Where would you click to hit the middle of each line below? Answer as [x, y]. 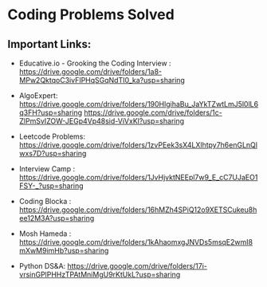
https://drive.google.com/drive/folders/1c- [153, 112]
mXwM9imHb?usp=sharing [64, 250]
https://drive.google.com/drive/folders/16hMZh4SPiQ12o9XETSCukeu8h [138, 210]
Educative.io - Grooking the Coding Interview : [95, 63]
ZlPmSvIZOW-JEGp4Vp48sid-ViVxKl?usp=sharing [102, 121]
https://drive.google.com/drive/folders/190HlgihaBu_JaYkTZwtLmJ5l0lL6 [139, 104]
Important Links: [49, 44]
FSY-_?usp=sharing [51, 186]
